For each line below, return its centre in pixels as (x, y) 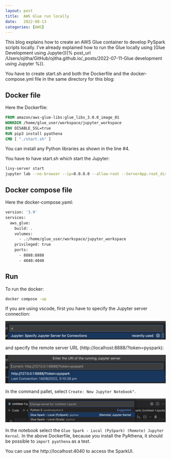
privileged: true (33, 245)
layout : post (19, 11)
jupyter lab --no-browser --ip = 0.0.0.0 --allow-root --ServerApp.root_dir (86, 174)
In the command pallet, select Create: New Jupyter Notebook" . (70, 391)
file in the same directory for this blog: (75, 79)
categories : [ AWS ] (25, 27)
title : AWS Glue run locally (37, 16)
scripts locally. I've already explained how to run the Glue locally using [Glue (85, 47)
